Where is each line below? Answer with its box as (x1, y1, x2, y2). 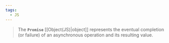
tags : (5, 7, 17, 13)
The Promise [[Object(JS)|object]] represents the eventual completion (17, 26, 164, 32)
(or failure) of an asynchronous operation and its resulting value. (17, 32, 153, 38)
